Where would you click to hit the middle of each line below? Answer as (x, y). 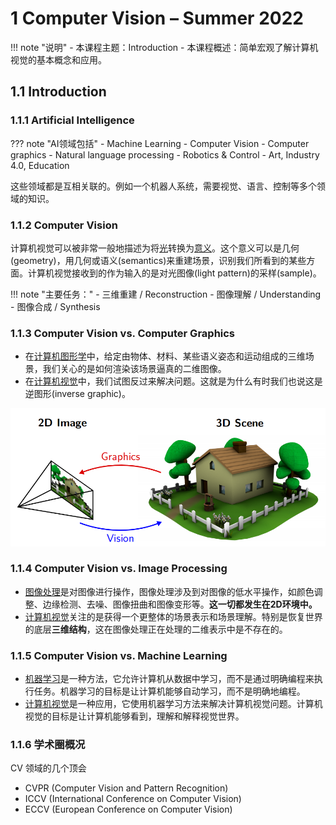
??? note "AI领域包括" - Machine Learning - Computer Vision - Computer (160, 143)
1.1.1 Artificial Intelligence (72, 120)
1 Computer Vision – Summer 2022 (157, 18)
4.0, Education (40, 165)
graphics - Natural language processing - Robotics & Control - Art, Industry (165, 154)
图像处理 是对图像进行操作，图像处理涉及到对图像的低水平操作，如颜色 (169, 591)
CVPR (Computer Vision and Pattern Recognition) (126, 788)
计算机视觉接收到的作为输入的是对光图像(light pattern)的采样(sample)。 (174, 273)
